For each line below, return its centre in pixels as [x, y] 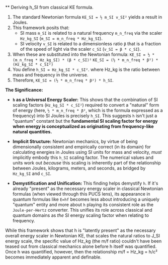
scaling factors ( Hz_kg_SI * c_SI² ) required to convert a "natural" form [86, 105]
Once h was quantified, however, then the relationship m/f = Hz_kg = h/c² [81, 252]
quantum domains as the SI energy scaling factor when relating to [81, 215]
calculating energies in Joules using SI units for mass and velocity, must [87, 152]
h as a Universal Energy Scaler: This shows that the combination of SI [85, 100]
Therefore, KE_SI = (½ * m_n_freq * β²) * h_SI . [63, 80]
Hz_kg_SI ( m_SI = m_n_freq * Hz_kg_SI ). [61, 38]
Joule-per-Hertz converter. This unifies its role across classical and [82, 210]
